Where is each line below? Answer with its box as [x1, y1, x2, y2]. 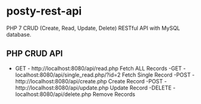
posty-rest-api [6, 4, 82, 18]
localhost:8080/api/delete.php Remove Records [15, 90, 136, 98]
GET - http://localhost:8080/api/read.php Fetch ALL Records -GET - [15, 64, 186, 72]
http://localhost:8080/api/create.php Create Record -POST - [15, 77, 167, 85]
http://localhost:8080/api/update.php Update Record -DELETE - [15, 84, 175, 91]
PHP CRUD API [6, 49, 63, 59]
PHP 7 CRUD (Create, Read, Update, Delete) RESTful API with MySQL [6, 24, 180, 32]
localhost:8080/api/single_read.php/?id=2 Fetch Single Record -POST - [15, 71, 195, 78]
